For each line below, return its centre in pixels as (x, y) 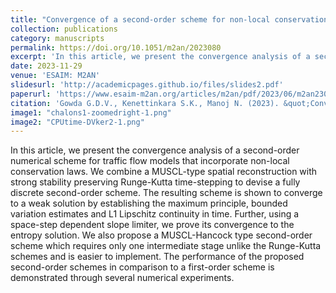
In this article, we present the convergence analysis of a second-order (155, 150)
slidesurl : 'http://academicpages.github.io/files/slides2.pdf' (147, 85)
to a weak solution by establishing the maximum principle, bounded (149, 203)
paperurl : (31, 94)
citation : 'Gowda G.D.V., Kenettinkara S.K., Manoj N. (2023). (145, 103)
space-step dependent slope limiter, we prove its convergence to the (152, 225)
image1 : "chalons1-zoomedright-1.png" (91, 112)
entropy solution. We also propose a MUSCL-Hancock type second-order (161, 235)
